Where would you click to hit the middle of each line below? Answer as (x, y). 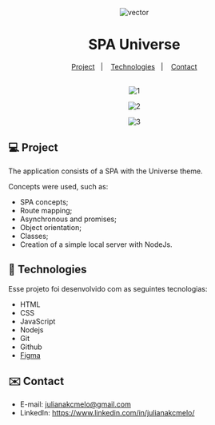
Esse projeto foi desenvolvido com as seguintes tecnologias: (108, 288)
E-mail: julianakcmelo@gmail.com (76, 404)
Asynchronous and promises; (68, 219)
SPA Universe (134, 45)
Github (31, 347)
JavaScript (38, 321)
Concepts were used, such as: (58, 186)
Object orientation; (51, 227)
